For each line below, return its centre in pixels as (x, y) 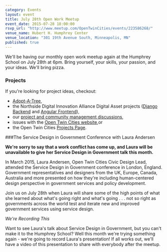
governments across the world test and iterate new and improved (72, 204)
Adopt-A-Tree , (27, 101)
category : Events (23, 10)
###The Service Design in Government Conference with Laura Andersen (80, 137)
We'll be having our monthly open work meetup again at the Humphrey (78, 57)
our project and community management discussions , (68, 117)
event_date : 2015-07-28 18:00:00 (40, 24)
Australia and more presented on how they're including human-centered (79, 178)
